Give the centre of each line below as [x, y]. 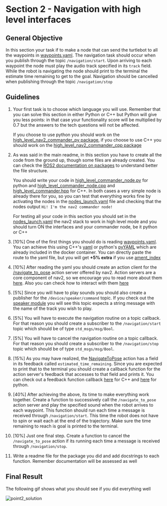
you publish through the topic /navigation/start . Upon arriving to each [79, 60]
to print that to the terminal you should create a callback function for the [86, 369]
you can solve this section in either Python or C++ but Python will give [85, 114]
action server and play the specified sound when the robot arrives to [83, 405]
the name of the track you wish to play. [53, 308]
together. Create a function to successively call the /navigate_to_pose [84, 399]
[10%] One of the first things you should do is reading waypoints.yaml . [85, 241]
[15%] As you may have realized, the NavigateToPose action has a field [85, 358]
